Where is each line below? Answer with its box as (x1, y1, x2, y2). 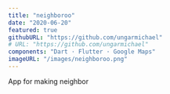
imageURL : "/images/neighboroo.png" (8, 56, 128, 63)
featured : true (8, 26, 58, 34)
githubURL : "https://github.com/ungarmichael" (8, 33, 163, 42)
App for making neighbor (8, 76, 89, 86)
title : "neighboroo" (8, 11, 76, 20)
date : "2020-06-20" (8, 19, 72, 27)
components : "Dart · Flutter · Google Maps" (8, 48, 156, 56)
